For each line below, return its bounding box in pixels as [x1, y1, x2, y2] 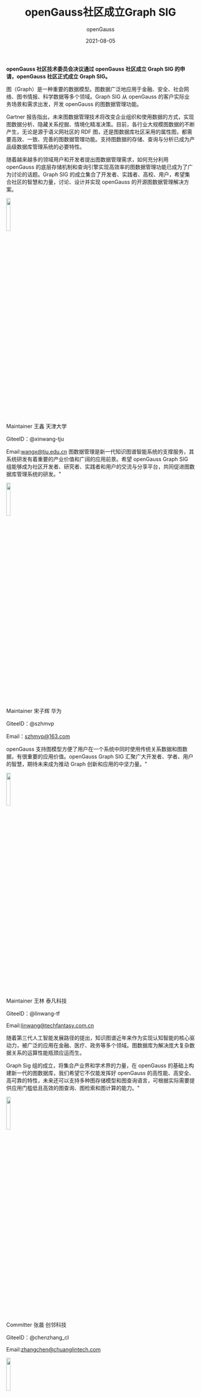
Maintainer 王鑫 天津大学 [6, 423, 67, 430]
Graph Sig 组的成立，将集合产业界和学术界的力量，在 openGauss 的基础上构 [6, 1062, 194, 1069]
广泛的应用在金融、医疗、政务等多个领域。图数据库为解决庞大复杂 [26, 1041, 190, 1049]
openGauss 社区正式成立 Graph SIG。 [16, 72, 111, 80]
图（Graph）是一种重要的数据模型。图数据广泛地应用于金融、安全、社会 [6, 85, 184, 93]
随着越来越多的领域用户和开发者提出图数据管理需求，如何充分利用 [6, 156, 169, 163]
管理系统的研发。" [16, 470, 62, 478]
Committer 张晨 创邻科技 [6, 1321, 67, 1328]
